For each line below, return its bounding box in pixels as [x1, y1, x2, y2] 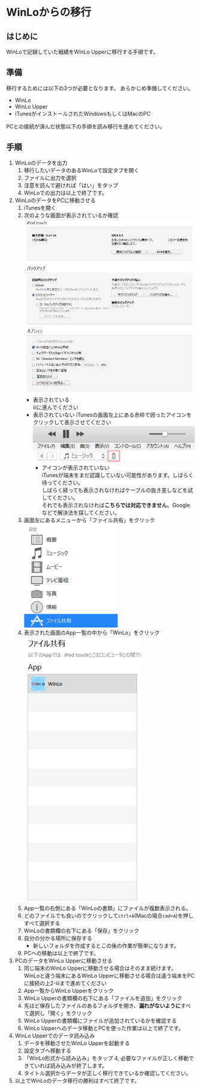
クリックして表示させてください [32, 418, 112, 426]
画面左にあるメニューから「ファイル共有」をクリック [23, 517, 156, 524]
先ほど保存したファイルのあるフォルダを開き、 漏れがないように [23, 1002, 181, 1010]
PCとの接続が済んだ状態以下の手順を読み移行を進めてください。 [6, 122, 166, 130]
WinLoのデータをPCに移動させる [14, 196, 96, 204]
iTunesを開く [23, 204, 57, 211]
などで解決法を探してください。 [41, 509, 121, 517]
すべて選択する [23, 920, 61, 927]
